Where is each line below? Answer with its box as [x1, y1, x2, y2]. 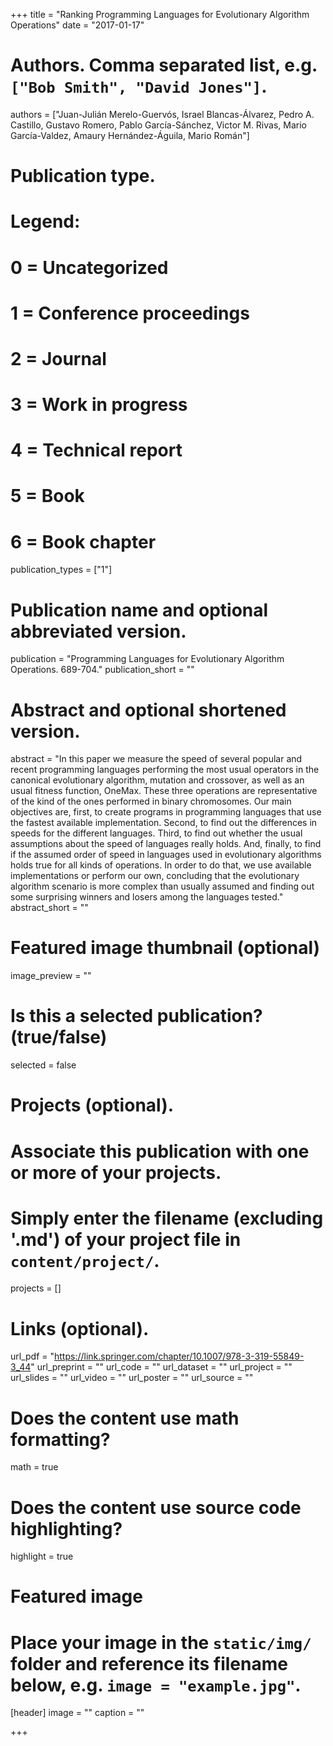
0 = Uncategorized [10, 256, 169, 279]
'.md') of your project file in [10, 1228, 242, 1251]
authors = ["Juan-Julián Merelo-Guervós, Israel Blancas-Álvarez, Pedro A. [10, 108, 315, 120]
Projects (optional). [10, 1094, 175, 1117]
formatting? [10, 1428, 111, 1451]
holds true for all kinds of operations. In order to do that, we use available [10, 859, 312, 871]
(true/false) [10, 1026, 108, 1049]
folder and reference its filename [10, 1652, 288, 1675]
